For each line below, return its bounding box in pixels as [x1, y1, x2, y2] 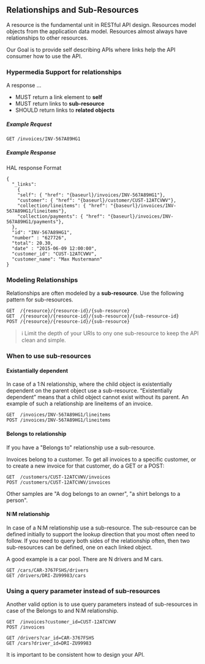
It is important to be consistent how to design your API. [6, 651, 145, 658]
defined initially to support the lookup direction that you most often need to [6, 530, 195, 537]
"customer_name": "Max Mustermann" [12, 256, 103, 262]
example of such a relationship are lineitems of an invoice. [6, 400, 153, 407]
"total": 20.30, [12, 240, 53, 246]
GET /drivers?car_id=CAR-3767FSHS [6, 635, 95, 641]
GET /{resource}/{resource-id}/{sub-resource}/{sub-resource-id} [6, 313, 179, 320]
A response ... [6, 82, 42, 89]
